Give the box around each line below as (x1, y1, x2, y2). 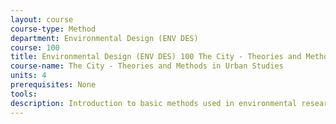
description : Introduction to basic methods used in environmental (10, 98, 298, 108)
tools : (10, 89, 38, 99)
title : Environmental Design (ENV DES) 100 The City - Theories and (10, 52, 302, 62)
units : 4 (10, 71, 47, 81)
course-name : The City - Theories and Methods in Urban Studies (10, 61, 284, 71)
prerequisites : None (10, 80, 97, 90)
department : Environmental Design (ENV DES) (10, 33, 199, 43)
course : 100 (10, 42, 60, 53)
